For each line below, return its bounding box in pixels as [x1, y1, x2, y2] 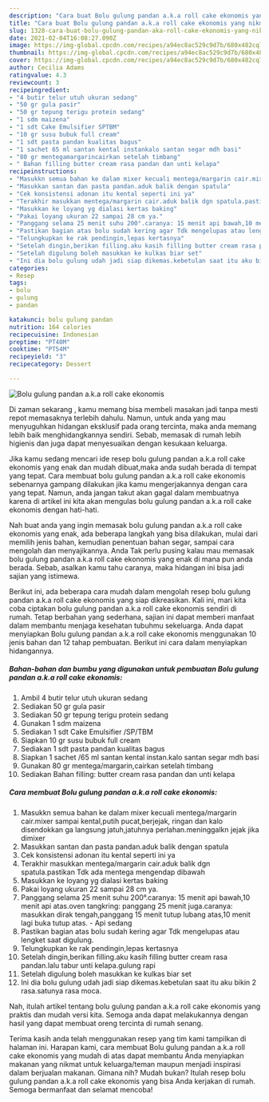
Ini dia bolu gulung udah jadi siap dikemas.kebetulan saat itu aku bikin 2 [20, 977, 257, 987]
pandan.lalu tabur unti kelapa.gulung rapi [20, 960, 156, 970]
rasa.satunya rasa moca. [20, 985, 102, 995]
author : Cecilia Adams [9, 64, 85, 72]
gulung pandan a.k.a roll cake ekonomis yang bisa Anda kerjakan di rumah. [9, 1076, 256, 1086]
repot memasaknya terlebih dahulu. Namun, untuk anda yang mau [9, 413, 226, 422]
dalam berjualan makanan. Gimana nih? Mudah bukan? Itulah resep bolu [9, 1068, 246, 1077]
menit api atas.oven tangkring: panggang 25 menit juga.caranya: [20, 901, 233, 910]
